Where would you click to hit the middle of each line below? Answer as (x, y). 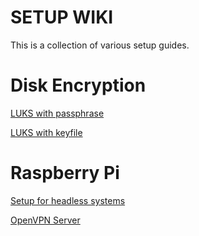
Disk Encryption (78, 85)
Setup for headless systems (68, 200)
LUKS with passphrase (57, 113)
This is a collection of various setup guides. (100, 45)
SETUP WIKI (62, 17)
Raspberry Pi (65, 173)
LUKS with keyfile (46, 132)
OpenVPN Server (45, 220)
